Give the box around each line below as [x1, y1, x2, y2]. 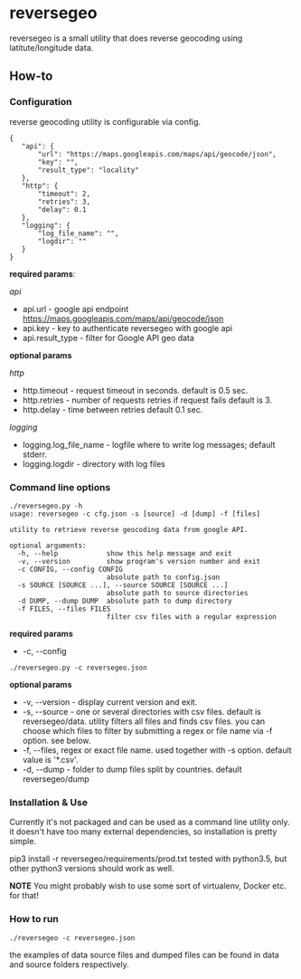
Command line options [9, 480, 111, 493]
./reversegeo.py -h [9, 501, 83, 510]
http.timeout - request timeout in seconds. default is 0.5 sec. [22, 385, 249, 395]
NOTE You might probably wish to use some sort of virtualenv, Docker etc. [9, 880, 287, 891]
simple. [9, 836, 37, 847]
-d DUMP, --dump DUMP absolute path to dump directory [17, 596, 232, 605]
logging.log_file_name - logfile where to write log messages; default [22, 439, 276, 450]
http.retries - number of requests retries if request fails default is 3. [22, 394, 273, 405]
